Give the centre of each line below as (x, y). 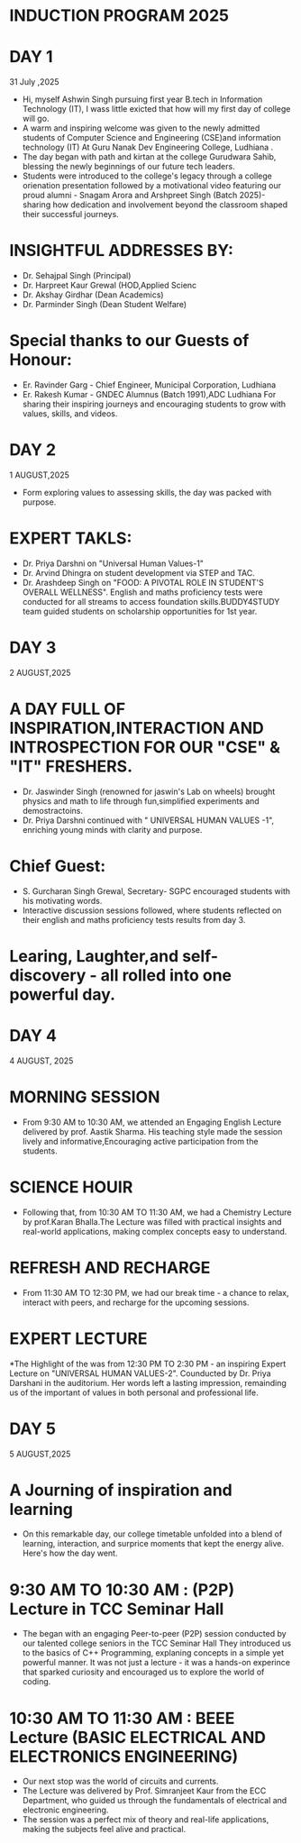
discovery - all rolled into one (121, 975)
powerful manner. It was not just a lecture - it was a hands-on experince (156, 1663)
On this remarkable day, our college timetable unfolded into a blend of (152, 1534)
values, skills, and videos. (70, 414)
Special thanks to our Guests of (129, 341)
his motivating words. (62, 900)
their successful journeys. (70, 214)
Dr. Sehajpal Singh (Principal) (77, 276)
